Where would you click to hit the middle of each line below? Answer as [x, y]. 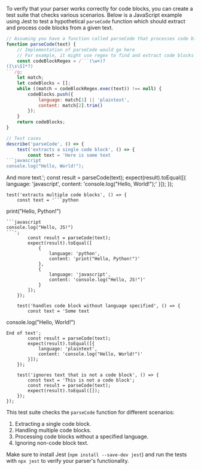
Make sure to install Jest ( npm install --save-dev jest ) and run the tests [97, 454]
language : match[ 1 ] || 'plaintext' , [84, 100]
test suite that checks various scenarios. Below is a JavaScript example [94, 15]
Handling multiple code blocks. [53, 431]
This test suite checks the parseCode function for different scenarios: [90, 413]
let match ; [31, 78]
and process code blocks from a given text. [60, 28]
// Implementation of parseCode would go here [76, 50]
